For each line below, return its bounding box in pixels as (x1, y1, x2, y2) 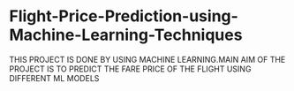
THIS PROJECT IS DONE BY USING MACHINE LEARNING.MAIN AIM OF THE (9, 54, 286, 64)
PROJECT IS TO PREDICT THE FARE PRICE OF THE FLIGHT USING (9, 64, 252, 74)
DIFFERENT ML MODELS (9, 72, 100, 83)
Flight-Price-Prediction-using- (9, 6, 238, 27)
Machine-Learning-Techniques (9, 25, 243, 45)
